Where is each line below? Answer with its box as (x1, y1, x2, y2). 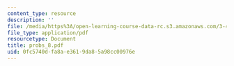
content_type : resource (7, 10, 77, 17)
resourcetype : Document (7, 36, 77, 43)
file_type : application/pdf (7, 29, 89, 36)
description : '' (7, 16, 54, 23)
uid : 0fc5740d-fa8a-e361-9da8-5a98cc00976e (7, 49, 136, 56)
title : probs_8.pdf (7, 42, 64, 49)
